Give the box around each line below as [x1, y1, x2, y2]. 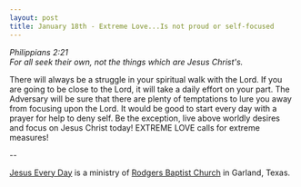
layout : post [9, 13, 59, 23]
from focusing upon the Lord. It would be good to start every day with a [9, 103, 277, 113]
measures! [9, 132, 49, 143]
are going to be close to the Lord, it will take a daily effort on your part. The [9, 84, 290, 94]
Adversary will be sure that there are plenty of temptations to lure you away [9, 93, 293, 104]
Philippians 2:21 [9, 46, 68, 57]
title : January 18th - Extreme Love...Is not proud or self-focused [9, 22, 275, 31]
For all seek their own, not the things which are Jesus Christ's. [9, 56, 244, 67]
